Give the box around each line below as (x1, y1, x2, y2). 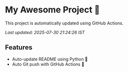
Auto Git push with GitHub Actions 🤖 (12, 61, 85, 67)
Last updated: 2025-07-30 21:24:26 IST (5, 29, 85, 35)
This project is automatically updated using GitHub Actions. (5, 20, 124, 26)
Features (5, 43, 32, 52)
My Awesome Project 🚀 (5, 4, 100, 15)
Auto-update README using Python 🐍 (12, 56, 88, 62)
